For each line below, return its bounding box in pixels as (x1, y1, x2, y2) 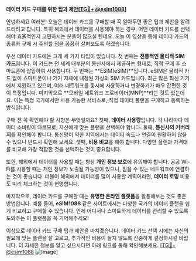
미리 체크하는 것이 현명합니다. (12, 180, 80, 187)
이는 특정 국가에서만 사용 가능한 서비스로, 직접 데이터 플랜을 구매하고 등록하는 (13, 97, 190, 103)
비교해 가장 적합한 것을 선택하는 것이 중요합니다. (12, 146, 122, 152)
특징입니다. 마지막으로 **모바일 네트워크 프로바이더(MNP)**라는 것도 (12, 89, 170, 96)
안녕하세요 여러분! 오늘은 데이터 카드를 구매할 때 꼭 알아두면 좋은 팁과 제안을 (6, 18, 180, 25)
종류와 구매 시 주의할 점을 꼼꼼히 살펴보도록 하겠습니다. (6, 40, 131, 47)
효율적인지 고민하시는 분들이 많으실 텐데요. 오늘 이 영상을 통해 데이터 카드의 (16, 33, 189, 40)
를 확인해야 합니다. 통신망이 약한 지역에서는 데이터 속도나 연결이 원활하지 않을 (11, 131, 187, 138)
